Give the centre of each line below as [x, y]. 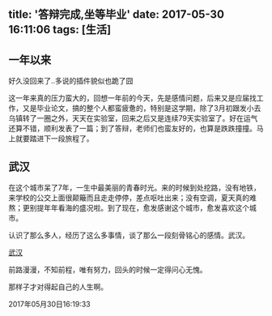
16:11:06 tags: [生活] [60, 30]
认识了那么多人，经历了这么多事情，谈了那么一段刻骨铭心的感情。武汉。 [129, 235]
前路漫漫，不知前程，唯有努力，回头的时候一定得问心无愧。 [108, 270]
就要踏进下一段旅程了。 [54, 139]
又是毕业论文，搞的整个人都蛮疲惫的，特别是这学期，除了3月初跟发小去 [142, 109]
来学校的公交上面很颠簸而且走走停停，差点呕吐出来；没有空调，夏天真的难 [132, 198]
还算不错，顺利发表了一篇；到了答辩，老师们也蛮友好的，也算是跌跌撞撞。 [132, 129]
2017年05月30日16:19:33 [49, 304]
